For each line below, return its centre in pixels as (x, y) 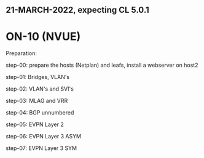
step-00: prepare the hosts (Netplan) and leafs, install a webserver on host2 (102, 65)
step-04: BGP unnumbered (40, 113)
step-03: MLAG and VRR (37, 101)
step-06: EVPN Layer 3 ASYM (43, 137)
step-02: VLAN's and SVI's (40, 89)
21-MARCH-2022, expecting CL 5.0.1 (78, 10)
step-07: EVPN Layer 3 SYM (41, 148)
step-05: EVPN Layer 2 (35, 124)
